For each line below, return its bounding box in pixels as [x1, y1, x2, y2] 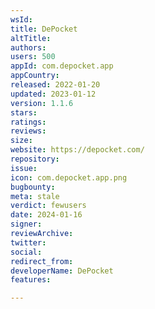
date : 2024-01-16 [10, 210, 83, 220]
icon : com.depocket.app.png [10, 172, 128, 183]
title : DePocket [10, 24, 78, 34]
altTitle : [10, 33, 52, 43]
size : [10, 136, 33, 146]
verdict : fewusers [10, 201, 87, 211]
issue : [10, 163, 38, 173]
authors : [10, 42, 47, 53]
